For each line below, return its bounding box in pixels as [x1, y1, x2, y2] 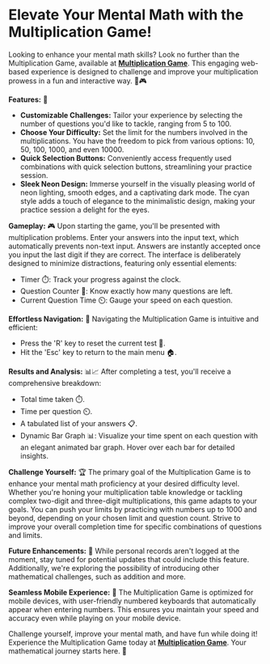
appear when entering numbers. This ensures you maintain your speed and [8, 604, 259, 614]
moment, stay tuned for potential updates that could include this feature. [8, 554, 250, 564]
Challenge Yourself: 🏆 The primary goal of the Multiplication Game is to [8, 467, 251, 476]
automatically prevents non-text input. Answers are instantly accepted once [8, 241, 261, 251]
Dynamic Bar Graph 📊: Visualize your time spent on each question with [19, 430, 259, 440]
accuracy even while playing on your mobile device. [8, 613, 182, 623]
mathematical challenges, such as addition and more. [8, 572, 186, 582]
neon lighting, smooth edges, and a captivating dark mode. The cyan [19, 188, 250, 197]
